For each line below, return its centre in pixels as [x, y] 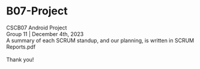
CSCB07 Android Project [37, 28]
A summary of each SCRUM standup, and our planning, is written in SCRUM [100, 40]
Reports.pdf [21, 47]
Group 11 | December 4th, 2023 [45, 34]
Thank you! [20, 59]
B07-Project [37, 11]
